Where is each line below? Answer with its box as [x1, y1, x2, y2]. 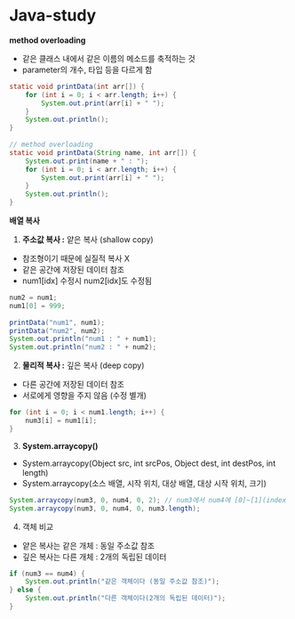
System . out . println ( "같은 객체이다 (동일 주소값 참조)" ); [25, 577, 220, 586]
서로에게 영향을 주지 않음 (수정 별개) [21, 390, 147, 401]
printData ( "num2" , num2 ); [9, 326, 105, 335]
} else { [9, 585, 42, 595]
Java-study [9, 5, 97, 26]
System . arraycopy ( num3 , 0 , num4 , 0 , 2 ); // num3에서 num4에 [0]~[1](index [9, 495, 287, 504]
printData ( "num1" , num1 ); [9, 318, 105, 327]
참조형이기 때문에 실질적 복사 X [21, 253, 131, 264]
